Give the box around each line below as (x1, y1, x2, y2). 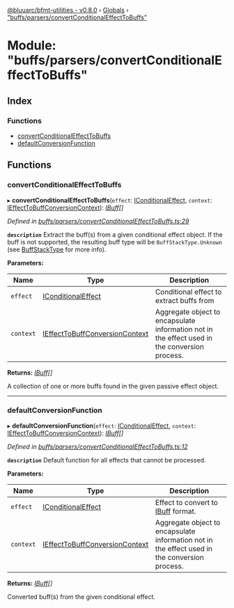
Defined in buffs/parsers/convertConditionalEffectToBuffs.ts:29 (7, 217, 189, 225)
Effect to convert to (155, 497, 218, 507)
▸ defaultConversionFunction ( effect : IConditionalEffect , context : (7, 421, 196, 430)
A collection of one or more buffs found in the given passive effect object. (7, 382, 219, 390)
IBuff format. (155, 506, 196, 516)
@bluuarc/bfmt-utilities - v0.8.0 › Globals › (7, 6, 129, 14)
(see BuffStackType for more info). (7, 245, 107, 254)
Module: (7, 38, 56, 54)
